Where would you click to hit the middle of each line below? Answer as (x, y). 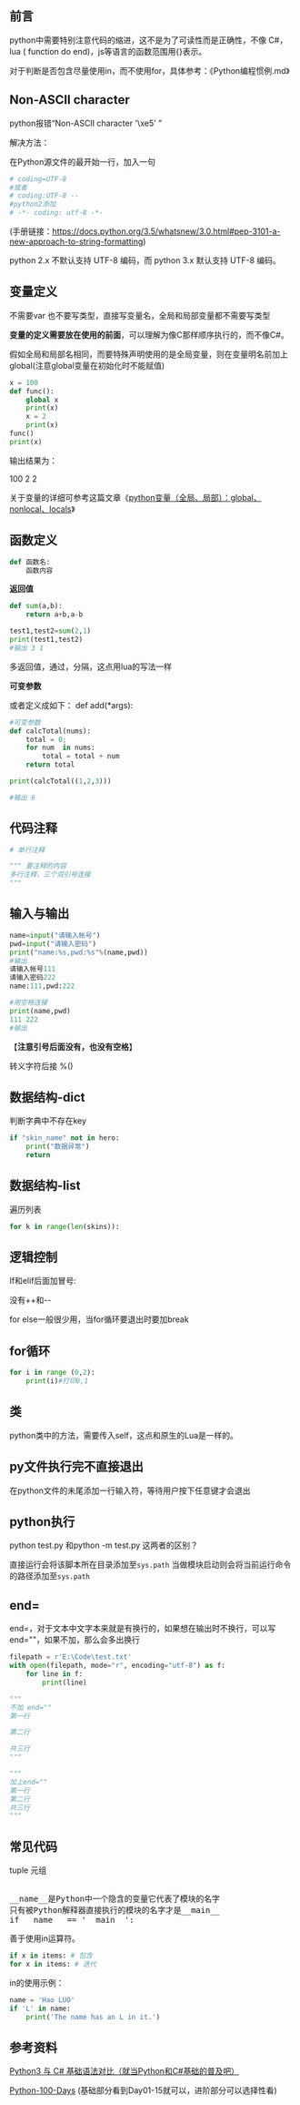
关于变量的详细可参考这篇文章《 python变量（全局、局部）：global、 (135, 497)
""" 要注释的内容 (38, 866)
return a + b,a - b (55, 615)
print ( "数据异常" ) (58, 1147)
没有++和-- (30, 1300)
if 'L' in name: (40, 2008)
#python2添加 (33, 204)
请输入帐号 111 (33, 969)
